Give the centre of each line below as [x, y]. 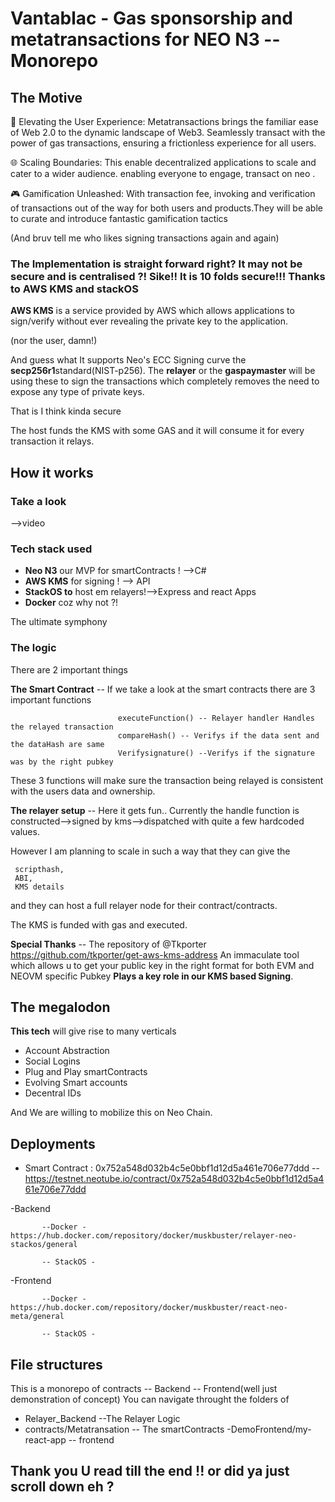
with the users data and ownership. [83, 791]
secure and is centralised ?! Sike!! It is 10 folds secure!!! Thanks [168, 276]
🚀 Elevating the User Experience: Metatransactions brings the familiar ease [164, 121]
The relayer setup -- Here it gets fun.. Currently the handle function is [155, 810]
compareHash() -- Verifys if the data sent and [218, 735]
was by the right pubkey [62, 762]
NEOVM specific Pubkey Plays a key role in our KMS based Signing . [152, 976]
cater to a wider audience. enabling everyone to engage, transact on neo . [163, 173]
